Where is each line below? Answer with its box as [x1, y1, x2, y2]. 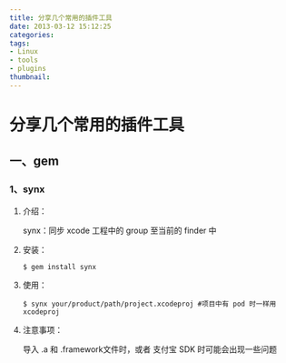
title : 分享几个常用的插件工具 [9, 13, 113, 23]
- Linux [9, 47, 39, 56]
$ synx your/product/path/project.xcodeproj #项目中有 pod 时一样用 [22, 299, 277, 308]
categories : [9, 30, 54, 39]
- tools [9, 55, 39, 65]
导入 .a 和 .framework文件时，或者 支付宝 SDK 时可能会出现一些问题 [22, 343, 278, 355]
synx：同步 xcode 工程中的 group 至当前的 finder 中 [22, 225, 217, 236]
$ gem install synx [22, 262, 97, 271]
